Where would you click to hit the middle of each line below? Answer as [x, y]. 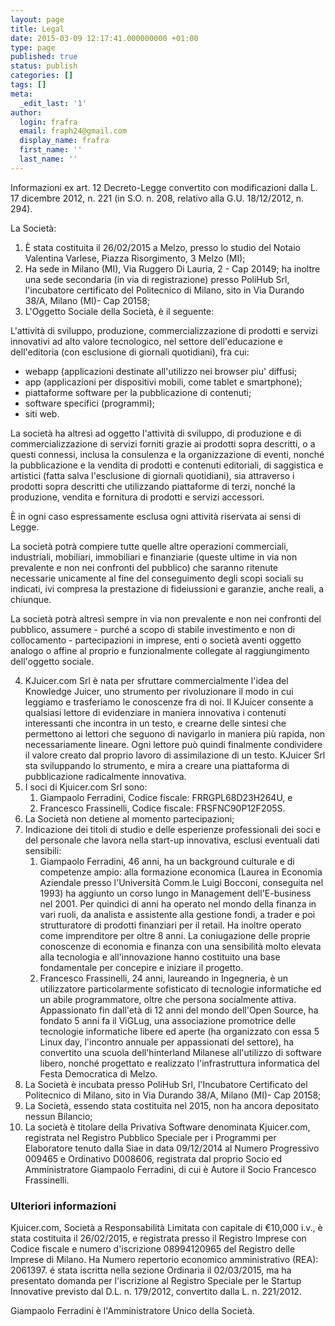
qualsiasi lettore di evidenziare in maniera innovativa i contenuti [155, 712]
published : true [44, 57]
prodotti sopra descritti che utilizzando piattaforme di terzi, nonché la [153, 486]
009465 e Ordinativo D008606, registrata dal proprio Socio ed [153, 1158]
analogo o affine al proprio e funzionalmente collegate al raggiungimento [160, 650]
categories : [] [42, 76]
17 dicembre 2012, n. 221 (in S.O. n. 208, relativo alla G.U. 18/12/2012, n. [157, 198]
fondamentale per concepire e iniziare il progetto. [141, 967]
